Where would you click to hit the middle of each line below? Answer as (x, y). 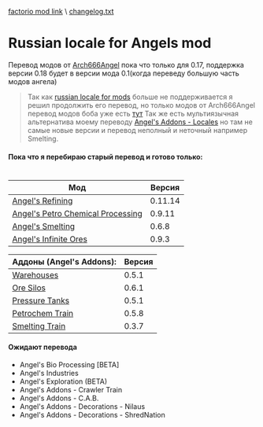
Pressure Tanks (41, 300)
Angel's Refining (43, 201)
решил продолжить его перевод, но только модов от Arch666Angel (141, 105)
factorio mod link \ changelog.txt (61, 11)
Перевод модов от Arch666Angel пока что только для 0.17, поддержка (126, 64)
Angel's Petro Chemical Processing (78, 213)
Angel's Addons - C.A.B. (59, 398)
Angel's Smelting (44, 226)
